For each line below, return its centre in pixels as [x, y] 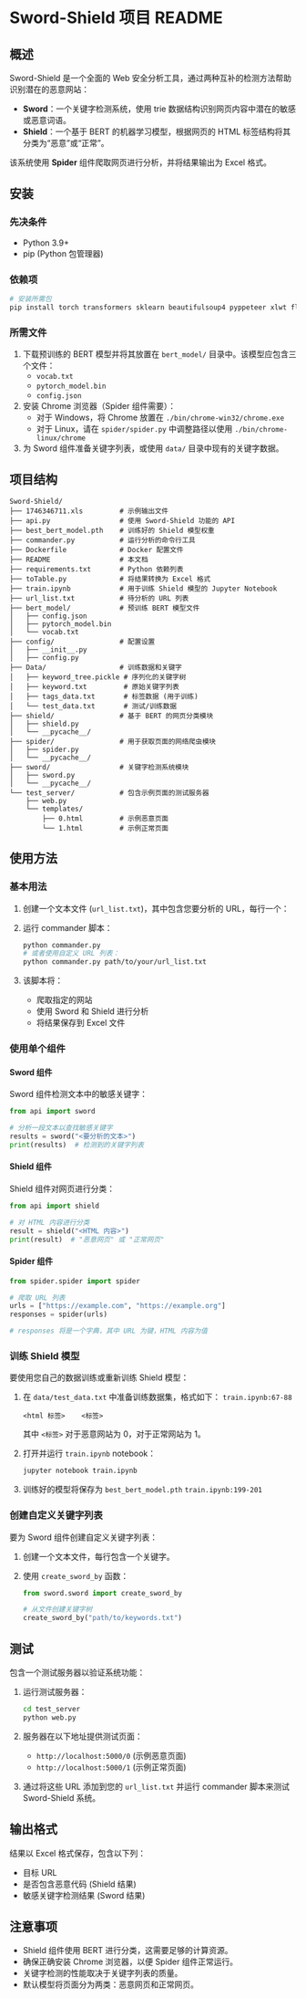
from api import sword [52, 1112]
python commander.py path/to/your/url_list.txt [114, 962]
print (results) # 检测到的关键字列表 [76, 1145]
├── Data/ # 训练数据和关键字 [96, 667]
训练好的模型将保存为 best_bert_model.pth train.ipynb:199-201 [142, 1490]
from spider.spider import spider [75, 1281]
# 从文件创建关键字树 [57, 1610]
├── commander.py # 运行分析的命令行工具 [102, 540]
